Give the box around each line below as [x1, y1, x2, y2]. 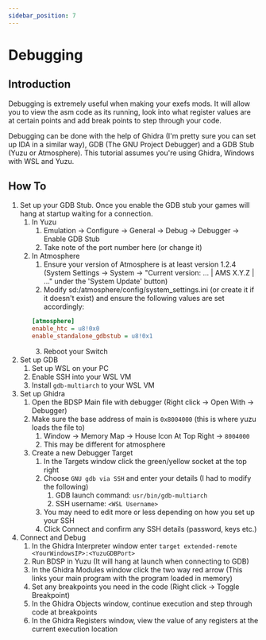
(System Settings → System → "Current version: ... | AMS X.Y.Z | [43, 268, 255, 278]
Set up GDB [19, 355, 58, 365]
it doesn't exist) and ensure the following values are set [43, 294, 225, 303]
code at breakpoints [31, 607, 98, 617]
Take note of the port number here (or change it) [43, 243, 202, 252]
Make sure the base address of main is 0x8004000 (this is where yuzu [31, 415, 256, 424]
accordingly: [43, 302, 85, 311]
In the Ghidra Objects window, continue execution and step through [31, 599, 253, 609]
